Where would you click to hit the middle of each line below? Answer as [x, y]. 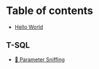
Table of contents [50, 11]
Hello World [29, 27]
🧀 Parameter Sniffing [40, 59]
